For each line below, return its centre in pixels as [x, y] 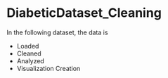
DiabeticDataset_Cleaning [84, 13]
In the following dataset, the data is [57, 32]
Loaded [28, 46]
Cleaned [29, 53]
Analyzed [31, 60]
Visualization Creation [49, 68]
